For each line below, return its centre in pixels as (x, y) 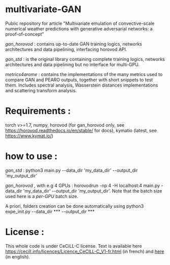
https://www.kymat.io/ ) (29, 136)
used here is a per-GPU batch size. (42, 196)
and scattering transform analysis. (41, 90)
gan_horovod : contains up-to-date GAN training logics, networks (74, 44)
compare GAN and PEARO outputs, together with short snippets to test (79, 80)
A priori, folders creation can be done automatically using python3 (75, 206)
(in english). (18, 256)
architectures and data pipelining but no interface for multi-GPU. (72, 64)
